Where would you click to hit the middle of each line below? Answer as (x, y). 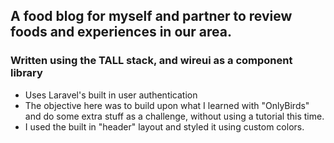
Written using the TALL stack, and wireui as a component (151, 61)
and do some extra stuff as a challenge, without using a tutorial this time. (174, 116)
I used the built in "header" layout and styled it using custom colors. (164, 126)
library (26, 73)
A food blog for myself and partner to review (151, 16)
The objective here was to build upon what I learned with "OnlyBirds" (167, 105)
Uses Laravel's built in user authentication (111, 95)
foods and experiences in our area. (121, 32)
